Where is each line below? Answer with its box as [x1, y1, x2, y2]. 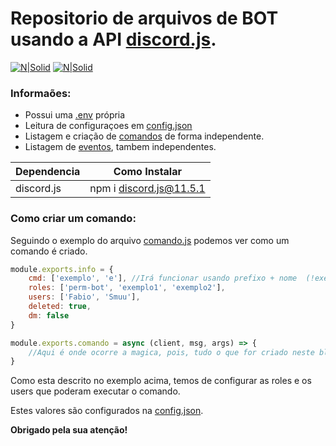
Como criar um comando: [10, 212, 137, 226]
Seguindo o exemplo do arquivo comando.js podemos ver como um [10, 234, 290, 246]
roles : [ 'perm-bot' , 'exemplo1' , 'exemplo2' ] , [28, 283, 226, 293]
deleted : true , [28, 302, 92, 312]
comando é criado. [10, 245, 88, 257]
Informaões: [10, 86, 72, 100]
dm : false [28, 310, 70, 321]
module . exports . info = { [10, 264, 114, 274]
